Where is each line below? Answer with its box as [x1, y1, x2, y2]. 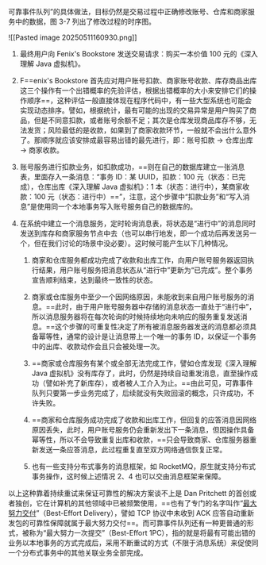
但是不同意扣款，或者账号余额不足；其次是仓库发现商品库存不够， [33, 116, 250, 125]
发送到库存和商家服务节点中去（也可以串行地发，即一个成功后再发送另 [19, 229, 250, 238]
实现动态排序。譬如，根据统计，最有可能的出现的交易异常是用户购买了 [19, 106, 250, 115]
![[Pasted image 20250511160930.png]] [8, 33, 137, 42]
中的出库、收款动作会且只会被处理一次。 [31, 342, 164, 351]
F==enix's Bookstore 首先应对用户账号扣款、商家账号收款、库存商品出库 [19, 76, 257, 85]
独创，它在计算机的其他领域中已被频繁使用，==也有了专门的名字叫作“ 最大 [14, 498, 257, 508]
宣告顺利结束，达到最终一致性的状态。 [31, 275, 157, 284]
